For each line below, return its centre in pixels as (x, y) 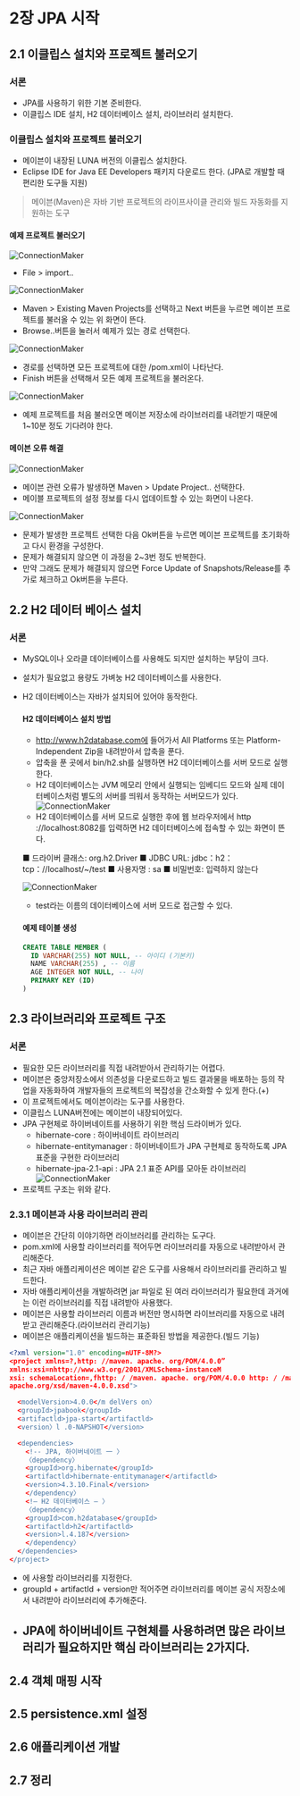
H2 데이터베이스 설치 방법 (67, 718)
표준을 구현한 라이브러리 (78, 1157)
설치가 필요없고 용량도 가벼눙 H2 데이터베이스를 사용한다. (121, 678)
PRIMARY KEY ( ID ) (63, 981)
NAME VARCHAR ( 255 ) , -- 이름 (83, 964)
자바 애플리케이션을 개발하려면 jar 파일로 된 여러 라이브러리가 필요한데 (144, 1291)
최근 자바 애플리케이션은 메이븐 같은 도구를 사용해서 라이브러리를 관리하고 (150, 1269)
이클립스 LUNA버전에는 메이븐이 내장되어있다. (102, 1112)
